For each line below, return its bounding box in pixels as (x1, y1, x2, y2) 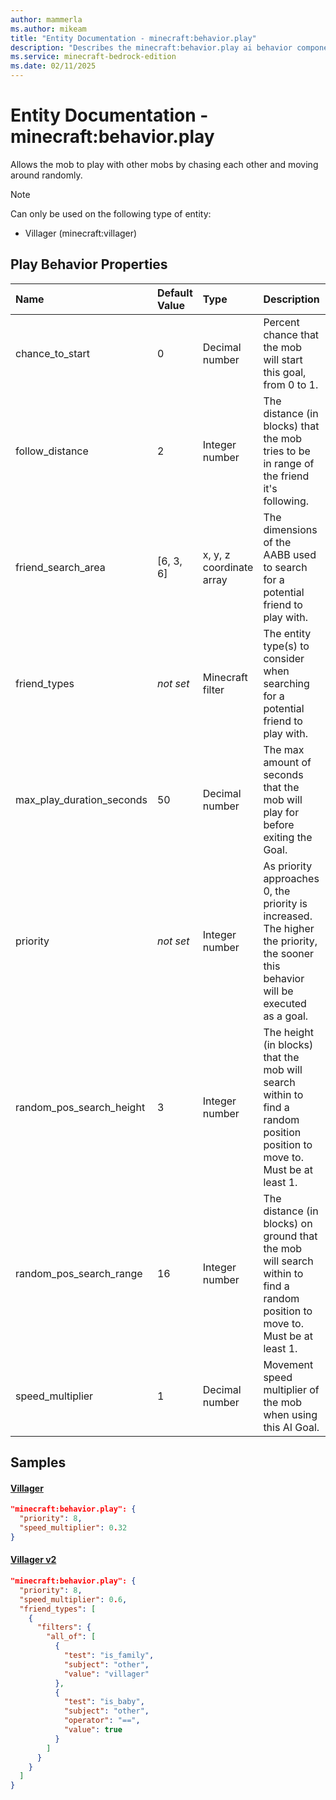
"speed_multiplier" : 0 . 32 (19, 1523, 128, 1533)
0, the (263, 884, 291, 898)
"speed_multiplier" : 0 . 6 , (19, 1594, 128, 1605)
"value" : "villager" (63, 1669, 150, 1679)
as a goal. (263, 1009, 309, 1023)
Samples (10, 1454, 67, 1471)
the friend (263, 469, 310, 483)
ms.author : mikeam (10, 24, 87, 34)
